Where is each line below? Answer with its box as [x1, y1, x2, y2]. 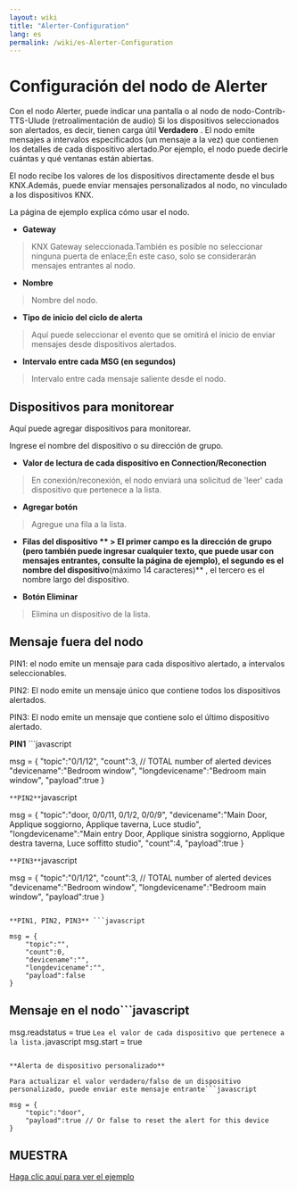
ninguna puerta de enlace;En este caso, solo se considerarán [30, 251, 257, 261]
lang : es [9, 29, 42, 38]
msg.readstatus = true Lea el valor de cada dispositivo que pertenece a [9, 1027, 285, 1038]
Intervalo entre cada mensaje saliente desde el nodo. [30, 374, 227, 385]
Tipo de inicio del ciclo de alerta [21, 312, 143, 323]
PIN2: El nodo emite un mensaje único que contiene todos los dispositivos [9, 684, 281, 696]
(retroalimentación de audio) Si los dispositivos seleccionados [52, 115, 279, 126]
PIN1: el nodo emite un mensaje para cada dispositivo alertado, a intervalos [9, 658, 285, 669]
